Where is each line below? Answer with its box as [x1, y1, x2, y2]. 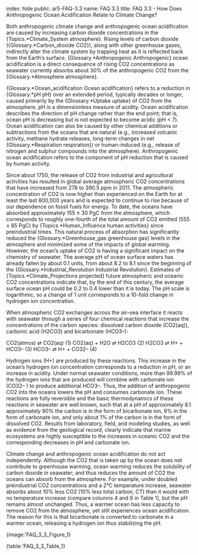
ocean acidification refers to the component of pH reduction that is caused [6, 154, 188, 161]
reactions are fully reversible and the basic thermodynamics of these [6, 395, 174, 402]
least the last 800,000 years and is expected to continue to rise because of [6, 197, 189, 204]
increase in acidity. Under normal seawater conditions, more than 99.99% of [6, 370, 193, 377]
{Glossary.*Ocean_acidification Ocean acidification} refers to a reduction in [6, 85, 190, 91]
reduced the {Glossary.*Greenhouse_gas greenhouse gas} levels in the [6, 235, 180, 242]
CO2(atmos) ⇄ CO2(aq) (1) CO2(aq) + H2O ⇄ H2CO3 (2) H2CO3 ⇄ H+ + [6, 339, 183, 346]
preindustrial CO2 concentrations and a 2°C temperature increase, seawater [6, 482, 192, 489]
